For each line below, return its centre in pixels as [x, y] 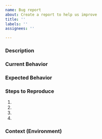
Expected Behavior [29, 78]
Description [20, 51]
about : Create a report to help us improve [51, 15]
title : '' [15, 19]
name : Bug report [23, 10]
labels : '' [16, 24]
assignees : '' [20, 29]
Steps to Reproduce [30, 91]
